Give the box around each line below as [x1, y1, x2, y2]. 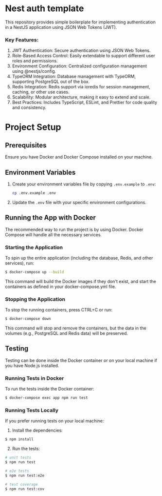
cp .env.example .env [12, 191, 56, 196]
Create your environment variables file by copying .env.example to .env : [12, 181, 156, 187]
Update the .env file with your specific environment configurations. [12, 199, 147, 205]
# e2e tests [5, 468, 29, 474]
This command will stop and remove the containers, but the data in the [5, 325, 147, 331]
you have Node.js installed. [5, 362, 59, 369]
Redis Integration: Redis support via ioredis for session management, [12, 84, 150, 90]
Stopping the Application [5, 296, 66, 303]
